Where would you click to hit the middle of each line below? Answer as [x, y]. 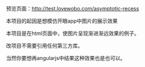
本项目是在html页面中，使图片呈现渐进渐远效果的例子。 [73, 33]
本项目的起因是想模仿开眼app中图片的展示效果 [62, 21]
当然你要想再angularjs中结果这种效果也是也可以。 [66, 58]
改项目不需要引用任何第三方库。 [44, 46]
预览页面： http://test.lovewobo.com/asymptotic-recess [72, 8]
